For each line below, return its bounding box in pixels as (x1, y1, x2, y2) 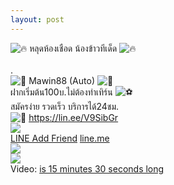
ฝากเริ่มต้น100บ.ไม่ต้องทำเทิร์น (10, 86, 113, 98)
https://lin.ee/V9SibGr (28, 111, 119, 123)
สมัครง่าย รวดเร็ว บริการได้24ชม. (10, 100, 120, 112)
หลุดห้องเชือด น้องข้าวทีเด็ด (29, 42, 118, 54)
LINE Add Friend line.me (10, 132, 110, 144)
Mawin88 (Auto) (28, 74, 95, 86)
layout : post (10, 14, 65, 25)
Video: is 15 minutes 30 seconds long (10, 162, 165, 175)
